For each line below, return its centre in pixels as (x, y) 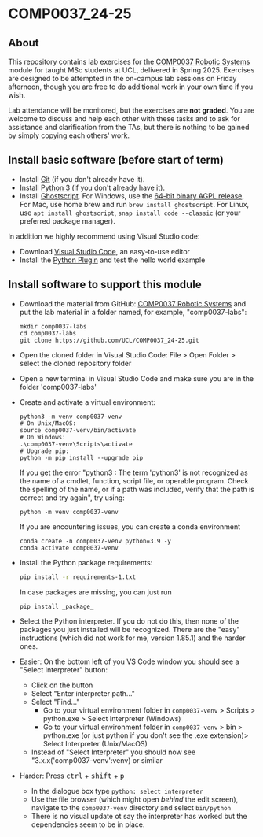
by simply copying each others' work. (69, 135)
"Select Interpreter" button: (64, 670)
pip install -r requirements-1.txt (78, 577)
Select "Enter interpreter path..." (83, 694)
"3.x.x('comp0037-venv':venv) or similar (97, 761)
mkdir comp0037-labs (53, 326)
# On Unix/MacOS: (48, 423)
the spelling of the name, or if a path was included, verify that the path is (137, 489)
